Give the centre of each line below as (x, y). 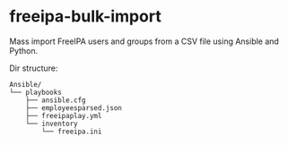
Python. (24, 50)
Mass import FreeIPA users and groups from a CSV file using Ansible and (144, 41)
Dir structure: (34, 68)
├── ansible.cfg (56, 100)
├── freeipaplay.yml (64, 115)
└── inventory (52, 124)
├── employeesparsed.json (74, 108)
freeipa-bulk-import (85, 17)
